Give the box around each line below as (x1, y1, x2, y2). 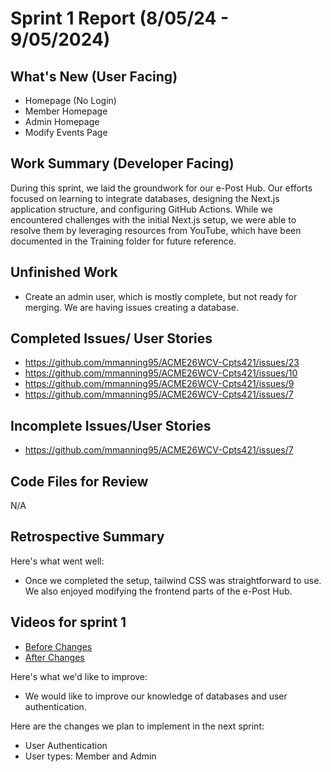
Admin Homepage (24, 116, 100, 127)
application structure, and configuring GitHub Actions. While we (10, 203, 273, 215)
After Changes (24, 651, 85, 663)
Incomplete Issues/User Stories (10, 417, 212, 434)
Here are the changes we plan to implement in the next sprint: (10, 720, 265, 732)
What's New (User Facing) (10, 68, 178, 85)
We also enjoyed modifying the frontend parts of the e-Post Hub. (24, 585, 293, 597)
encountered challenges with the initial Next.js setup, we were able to (10, 213, 297, 226)
